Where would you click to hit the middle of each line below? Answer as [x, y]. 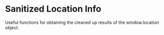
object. [12, 27]
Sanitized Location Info [53, 9]
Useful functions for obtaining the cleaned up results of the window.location [82, 22]
